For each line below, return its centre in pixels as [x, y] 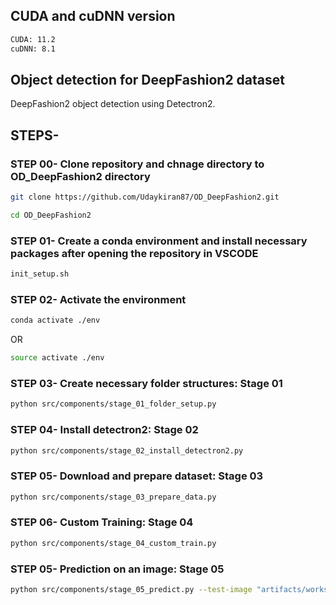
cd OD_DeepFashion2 [51, 215]
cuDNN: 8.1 [33, 49]
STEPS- [35, 135]
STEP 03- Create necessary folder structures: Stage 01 [146, 383]
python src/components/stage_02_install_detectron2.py [127, 450]
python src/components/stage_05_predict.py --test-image [131, 590]
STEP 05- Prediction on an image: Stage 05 [117, 569]
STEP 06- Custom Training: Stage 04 [102, 522]
